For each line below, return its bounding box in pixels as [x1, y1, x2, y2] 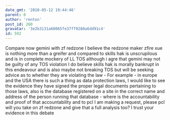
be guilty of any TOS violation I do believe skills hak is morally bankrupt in [5, 62, 159, 67]
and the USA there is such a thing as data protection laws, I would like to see [5, 77, 165, 83]
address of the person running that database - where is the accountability [5, 94, 160, 100]
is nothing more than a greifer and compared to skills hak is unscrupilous [5, 50, 157, 56]
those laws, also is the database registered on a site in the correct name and [5, 88, 165, 94]
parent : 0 [5, 12, 26, 17]
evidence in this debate [5, 110, 54, 116]
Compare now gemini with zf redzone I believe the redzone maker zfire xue [5, 45, 163, 51]
